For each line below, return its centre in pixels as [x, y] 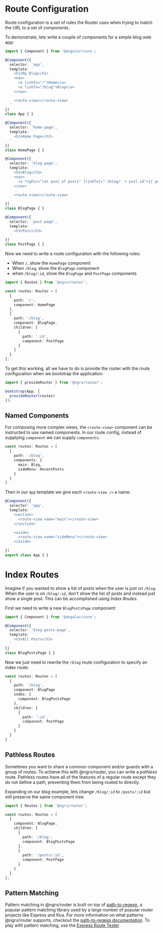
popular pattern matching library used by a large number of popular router [79, 910]
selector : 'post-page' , [33, 222]
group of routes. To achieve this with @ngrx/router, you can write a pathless [81, 772]
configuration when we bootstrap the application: [54, 374]
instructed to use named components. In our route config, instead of [73, 433]
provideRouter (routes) [32, 396]
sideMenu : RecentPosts [41, 469]
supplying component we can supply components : [52, 438]
